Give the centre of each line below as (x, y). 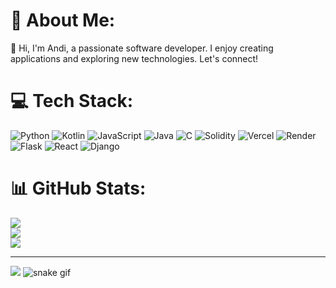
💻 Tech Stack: (72, 101)
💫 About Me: (63, 20)
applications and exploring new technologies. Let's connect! (134, 58)
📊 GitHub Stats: (78, 188)
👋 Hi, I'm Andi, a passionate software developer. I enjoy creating (142, 48)
